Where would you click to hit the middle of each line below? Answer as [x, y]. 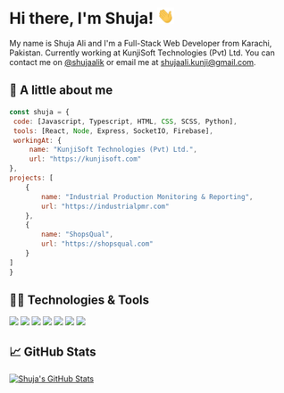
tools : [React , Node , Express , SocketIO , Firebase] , [113, 131]
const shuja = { [39, 112]
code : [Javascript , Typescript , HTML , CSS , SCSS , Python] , [125, 121]
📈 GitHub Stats [53, 351]
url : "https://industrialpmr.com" [105, 206]
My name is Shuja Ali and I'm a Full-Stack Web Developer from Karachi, [141, 44]
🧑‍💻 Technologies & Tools [79, 301]
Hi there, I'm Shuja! [82, 18]
